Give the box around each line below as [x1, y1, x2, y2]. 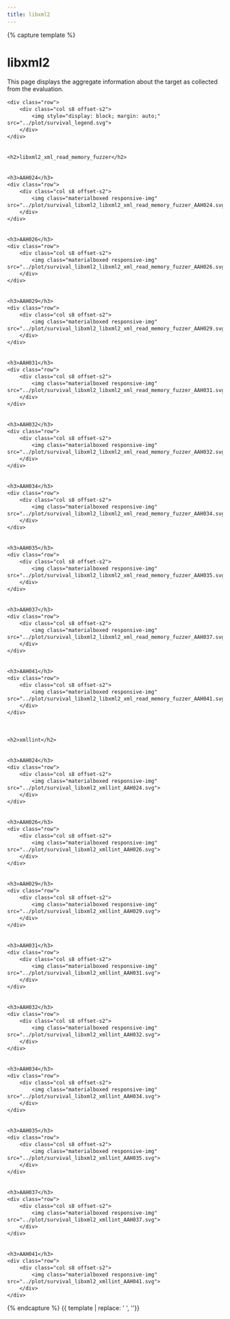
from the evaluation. [7, 84, 64, 93]
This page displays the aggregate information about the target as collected [7, 77, 218, 86]
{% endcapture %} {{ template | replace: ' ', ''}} [7, 1303, 140, 1312]
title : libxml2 [7, 11, 51, 18]
